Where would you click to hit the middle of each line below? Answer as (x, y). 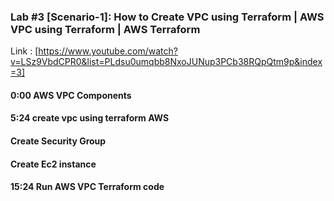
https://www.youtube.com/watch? (108, 51)
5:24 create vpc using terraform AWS (90, 118)
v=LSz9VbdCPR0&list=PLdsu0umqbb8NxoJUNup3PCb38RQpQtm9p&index (166, 62)
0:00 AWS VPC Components (71, 95)
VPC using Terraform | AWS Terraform (105, 29)
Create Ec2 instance (53, 164)
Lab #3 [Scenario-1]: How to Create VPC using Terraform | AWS (167, 17)
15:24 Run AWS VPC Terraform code (87, 187)
